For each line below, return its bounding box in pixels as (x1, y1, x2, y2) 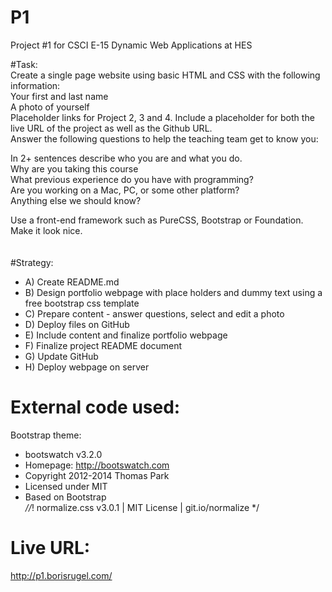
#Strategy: (10, 256, 54, 268)
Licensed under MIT (24, 480, 108, 492)
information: (10, 79, 61, 91)
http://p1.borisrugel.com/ (10, 569, 113, 581)
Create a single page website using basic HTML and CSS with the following (10, 69, 321, 81)
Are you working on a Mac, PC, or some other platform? (10, 184, 240, 196)
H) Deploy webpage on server (24, 361, 150, 373)
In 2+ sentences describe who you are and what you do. (10, 152, 243, 164)
